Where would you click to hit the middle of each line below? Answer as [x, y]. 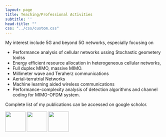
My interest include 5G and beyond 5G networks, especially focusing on [79, 42]
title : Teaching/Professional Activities [49, 14]
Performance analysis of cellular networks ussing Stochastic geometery [86, 52]
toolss [19, 57]
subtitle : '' [19, 19]
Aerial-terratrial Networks [39, 79]
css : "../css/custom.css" [32, 28]
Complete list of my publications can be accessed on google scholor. [76, 104]
